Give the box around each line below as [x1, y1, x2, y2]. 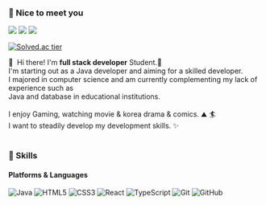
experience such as [8, 84, 74, 93]
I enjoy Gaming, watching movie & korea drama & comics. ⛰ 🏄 [8, 109, 216, 119]
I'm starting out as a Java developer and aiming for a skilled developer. [8, 66, 243, 76]
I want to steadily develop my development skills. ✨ [8, 121, 180, 131]
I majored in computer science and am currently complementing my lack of [8, 75, 258, 84]
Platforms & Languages [8, 170, 89, 179]
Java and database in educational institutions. [8, 92, 161, 101]
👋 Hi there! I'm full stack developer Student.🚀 [8, 58, 163, 68]
